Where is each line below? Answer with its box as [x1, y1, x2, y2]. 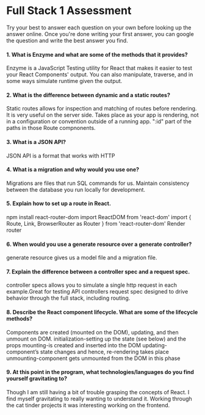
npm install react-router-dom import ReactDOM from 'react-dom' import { [6, 213, 192, 220]
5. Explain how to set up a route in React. [6, 200, 112, 208]
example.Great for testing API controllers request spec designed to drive [6, 288, 189, 295]
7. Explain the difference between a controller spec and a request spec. [6, 268, 190, 275]
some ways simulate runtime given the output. [6, 78, 123, 85]
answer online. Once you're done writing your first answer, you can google [6, 30, 194, 37]
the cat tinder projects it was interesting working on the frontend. [6, 401, 170, 409]
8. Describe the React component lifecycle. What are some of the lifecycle [6, 308, 198, 316]
